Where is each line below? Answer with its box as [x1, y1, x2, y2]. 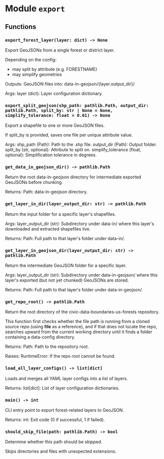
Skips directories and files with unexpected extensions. [5, 448, 117, 455]
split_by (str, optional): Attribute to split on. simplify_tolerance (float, [5, 147, 141, 153]
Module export [5, 3, 65, 14]
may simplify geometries [12, 71, 62, 77]
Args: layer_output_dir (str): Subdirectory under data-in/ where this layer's [5, 221, 154, 227]
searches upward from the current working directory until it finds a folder [5, 329, 153, 335]
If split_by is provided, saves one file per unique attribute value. [5, 132, 133, 138]
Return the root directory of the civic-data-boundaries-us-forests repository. [5, 309, 160, 315]
